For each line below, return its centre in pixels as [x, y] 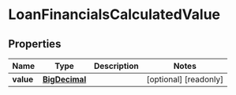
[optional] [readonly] [185, 79]
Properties [35, 44]
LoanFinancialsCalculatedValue [114, 15]
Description [116, 66]
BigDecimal [64, 79]
